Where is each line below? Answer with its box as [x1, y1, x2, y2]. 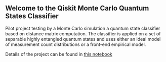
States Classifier [5, 12, 59, 21]
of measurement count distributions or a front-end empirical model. [5, 41, 146, 47]
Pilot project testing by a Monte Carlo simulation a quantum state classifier [5, 25, 160, 31]
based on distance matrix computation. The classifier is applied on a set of [5, 30, 161, 37]
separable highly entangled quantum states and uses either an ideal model [5, 36, 161, 42]
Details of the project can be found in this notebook [5, 51, 113, 57]
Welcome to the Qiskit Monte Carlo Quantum [5, 4, 149, 13]
